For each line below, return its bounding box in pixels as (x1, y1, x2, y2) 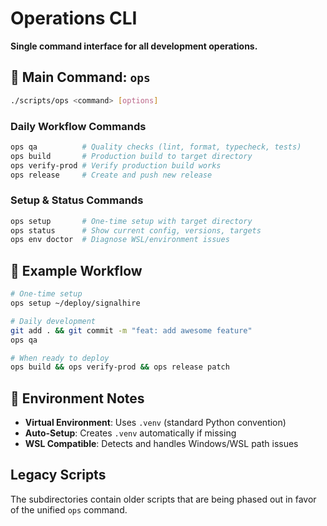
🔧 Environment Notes (10, 390, 145, 407)
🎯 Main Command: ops (10, 69, 151, 86)
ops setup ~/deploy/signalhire (10, 298, 141, 309)
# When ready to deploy (10, 353, 110, 363)
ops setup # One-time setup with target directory (10, 216, 253, 226)
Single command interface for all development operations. (10, 40, 258, 52)
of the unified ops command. (10, 503, 128, 516)
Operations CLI (10, 7, 138, 30)
